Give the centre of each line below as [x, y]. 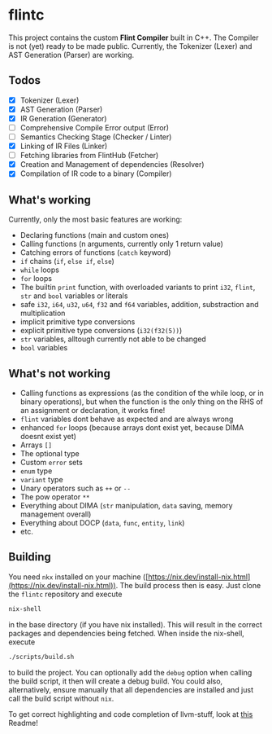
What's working [50, 200]
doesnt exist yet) [48, 436]
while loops [39, 270]
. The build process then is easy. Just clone [188, 585]
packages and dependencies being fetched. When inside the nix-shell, [127, 633]
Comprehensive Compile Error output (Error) [94, 127]
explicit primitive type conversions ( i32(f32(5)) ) [101, 331]
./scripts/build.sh [41, 657]
